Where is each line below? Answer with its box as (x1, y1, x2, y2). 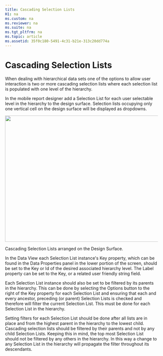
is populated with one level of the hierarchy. (5, 86, 93, 92)
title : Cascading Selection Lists (5, 7, 75, 12)
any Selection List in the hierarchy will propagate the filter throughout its (5, 341, 149, 347)
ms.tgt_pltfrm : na (5, 30, 42, 34)
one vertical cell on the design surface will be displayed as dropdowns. (5, 105, 147, 112)
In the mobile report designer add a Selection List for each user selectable (5, 95, 153, 101)
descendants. (5, 346, 33, 352)
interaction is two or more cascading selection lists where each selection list (5, 81, 158, 86)
